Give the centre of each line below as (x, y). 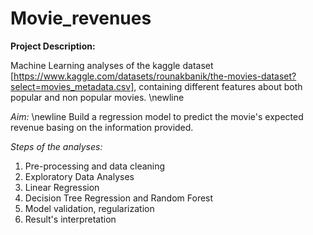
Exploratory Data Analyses (79, 176)
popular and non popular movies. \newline (97, 97)
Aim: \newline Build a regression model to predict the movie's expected (157, 116)
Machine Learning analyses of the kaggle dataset (112, 65)
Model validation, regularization (89, 208)
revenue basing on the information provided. (102, 127)
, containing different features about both (218, 86)
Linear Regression (62, 187)
